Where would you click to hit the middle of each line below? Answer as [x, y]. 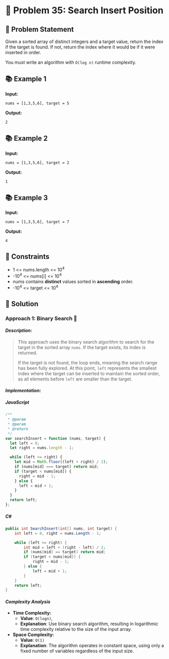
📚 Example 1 [26, 79]
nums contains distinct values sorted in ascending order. [73, 281]
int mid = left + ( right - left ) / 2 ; [65, 547]
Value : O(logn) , [36, 619]
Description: [19, 331]
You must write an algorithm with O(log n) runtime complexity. [71, 62]
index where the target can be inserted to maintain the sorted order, [89, 373]
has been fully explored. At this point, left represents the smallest [87, 368]
